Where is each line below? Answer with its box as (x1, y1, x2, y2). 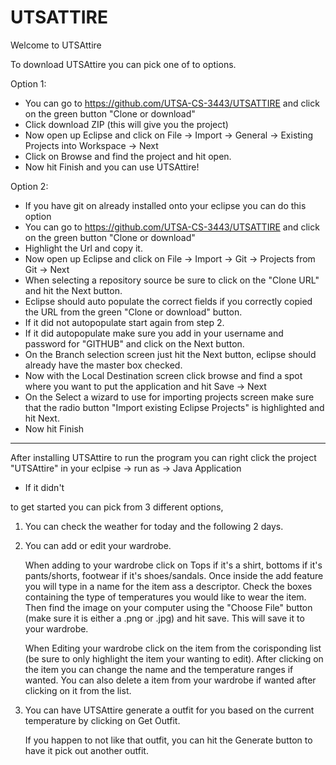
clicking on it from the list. (24, 684, 132, 696)
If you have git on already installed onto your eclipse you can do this (24, 199, 307, 211)
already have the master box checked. (24, 359, 183, 371)
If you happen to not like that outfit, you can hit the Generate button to (24, 734, 313, 746)
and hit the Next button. (24, 284, 123, 296)
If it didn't (24, 481, 65, 493)
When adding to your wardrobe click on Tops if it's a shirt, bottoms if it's (24, 559, 323, 571)
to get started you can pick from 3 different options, (10, 501, 224, 513)
